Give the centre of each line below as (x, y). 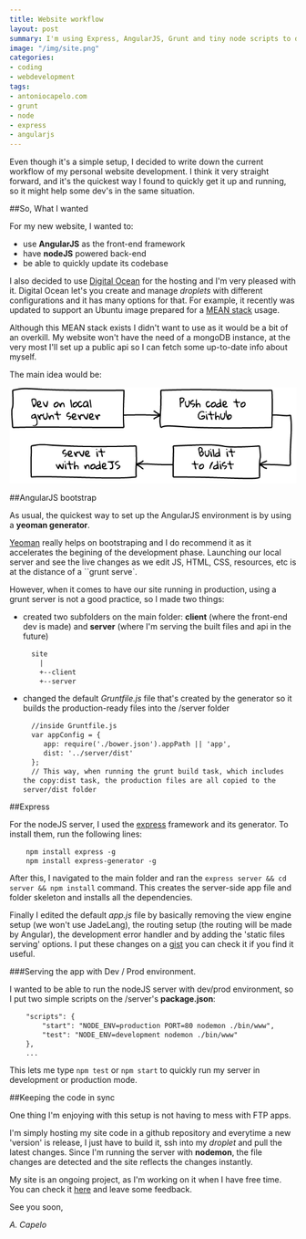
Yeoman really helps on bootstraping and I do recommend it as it (131, 542)
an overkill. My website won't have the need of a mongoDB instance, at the (150, 338)
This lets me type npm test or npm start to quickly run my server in (135, 1070)
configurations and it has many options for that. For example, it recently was (152, 300)
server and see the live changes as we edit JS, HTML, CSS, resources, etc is (153, 562)
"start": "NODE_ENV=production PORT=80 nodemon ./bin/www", (158, 1026)
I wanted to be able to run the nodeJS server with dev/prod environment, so (152, 989)
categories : (32, 58)
